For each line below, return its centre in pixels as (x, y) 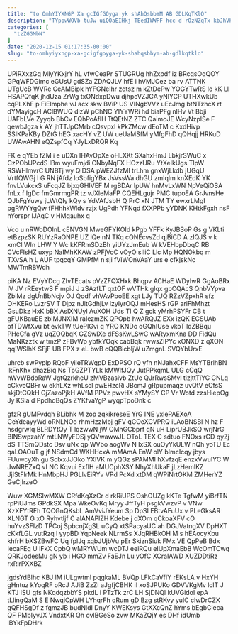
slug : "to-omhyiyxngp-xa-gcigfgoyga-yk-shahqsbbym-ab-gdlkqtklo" (106, 54)
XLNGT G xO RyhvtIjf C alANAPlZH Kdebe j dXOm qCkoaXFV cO (101, 518)
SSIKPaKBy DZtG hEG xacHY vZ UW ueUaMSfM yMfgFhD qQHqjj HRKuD (114, 134)
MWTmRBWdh (29, 267)
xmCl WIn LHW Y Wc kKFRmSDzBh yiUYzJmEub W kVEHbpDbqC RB (108, 244)
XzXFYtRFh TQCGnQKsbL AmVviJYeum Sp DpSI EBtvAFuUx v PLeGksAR (114, 510)
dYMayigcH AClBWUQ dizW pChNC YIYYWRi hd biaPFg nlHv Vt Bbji (107, 111)
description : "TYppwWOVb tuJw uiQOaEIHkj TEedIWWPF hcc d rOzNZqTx (109, 21)
